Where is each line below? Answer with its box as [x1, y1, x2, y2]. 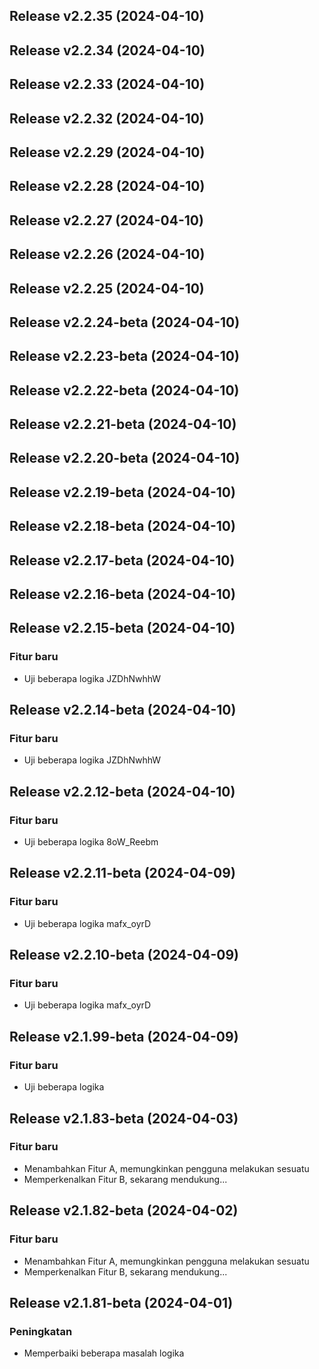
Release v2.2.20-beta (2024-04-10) [9, 450, 241, 467]
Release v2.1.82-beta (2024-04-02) [9, 1202, 239, 1219]
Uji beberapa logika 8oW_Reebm [23, 836, 159, 848]
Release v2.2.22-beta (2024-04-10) [9, 382, 240, 399]
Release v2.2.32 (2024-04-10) [9, 110, 205, 127]
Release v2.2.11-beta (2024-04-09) [9, 865, 236, 882]
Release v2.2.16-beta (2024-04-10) [9, 586, 236, 603]
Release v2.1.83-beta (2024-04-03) [9, 1110, 239, 1127]
